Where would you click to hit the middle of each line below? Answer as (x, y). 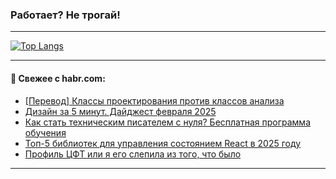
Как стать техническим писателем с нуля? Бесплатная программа (167, 122)
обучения (45, 132)
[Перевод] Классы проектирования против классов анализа (154, 100)
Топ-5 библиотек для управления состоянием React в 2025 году (163, 143)
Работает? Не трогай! (65, 15)
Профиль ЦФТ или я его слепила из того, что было (133, 154)
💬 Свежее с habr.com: (58, 78)
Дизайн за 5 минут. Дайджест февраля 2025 (120, 111)
